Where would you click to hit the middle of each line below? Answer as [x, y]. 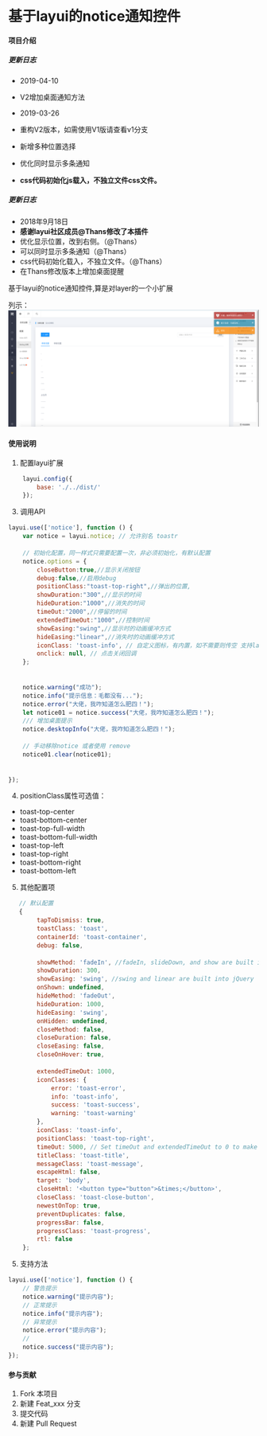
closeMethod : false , [71, 1029]
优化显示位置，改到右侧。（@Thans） [80, 241]
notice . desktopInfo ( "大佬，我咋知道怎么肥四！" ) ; [99, 729]
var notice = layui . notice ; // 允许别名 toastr [101, 537]
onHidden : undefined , [73, 1021]
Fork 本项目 [39, 1394]
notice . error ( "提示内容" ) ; [65, 1330]
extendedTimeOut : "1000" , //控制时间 [93, 620]
